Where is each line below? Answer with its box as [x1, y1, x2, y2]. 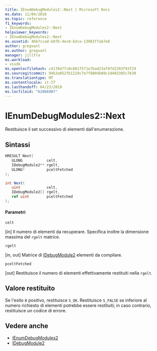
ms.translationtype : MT [5, 75, 54, 80]
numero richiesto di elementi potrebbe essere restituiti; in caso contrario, [5, 302, 152, 308]
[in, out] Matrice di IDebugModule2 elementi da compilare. [5, 252, 123, 258]
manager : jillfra [5, 52, 40, 58]
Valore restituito [5, 284, 55, 293]
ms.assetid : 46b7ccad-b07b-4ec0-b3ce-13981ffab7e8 [5, 39, 110, 44]
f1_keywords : [5, 21, 32, 26]
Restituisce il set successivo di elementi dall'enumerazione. [5, 126, 124, 132]
